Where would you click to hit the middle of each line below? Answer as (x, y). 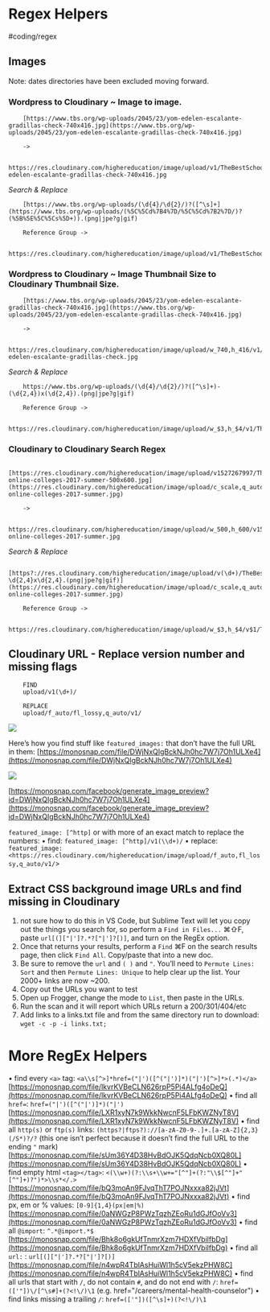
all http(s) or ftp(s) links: (51, 1130)
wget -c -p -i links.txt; (63, 1024)
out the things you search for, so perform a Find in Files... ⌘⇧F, (132, 930)
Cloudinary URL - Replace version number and (127, 654)
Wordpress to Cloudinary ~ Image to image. (95, 101)
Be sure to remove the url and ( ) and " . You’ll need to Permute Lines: (137, 963)
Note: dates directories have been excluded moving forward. (108, 80)
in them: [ (24, 752)
